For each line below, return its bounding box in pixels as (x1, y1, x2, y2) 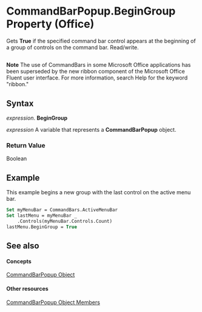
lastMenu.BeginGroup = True (6, 223, 78, 230)
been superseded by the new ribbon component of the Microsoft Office (6, 68, 185, 75)
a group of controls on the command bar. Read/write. (6, 44, 140, 51)
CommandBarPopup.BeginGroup (6, 4, 176, 18)
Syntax (6, 98, 34, 109)
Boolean (6, 155, 27, 162)
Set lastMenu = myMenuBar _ (6, 212, 78, 219)
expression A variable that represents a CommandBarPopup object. (6, 126, 177, 134)
